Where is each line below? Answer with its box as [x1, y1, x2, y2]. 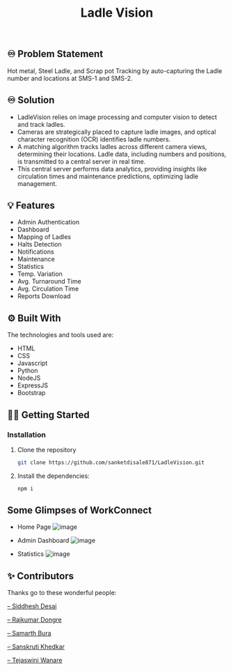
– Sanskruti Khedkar [7, 642, 65, 651]
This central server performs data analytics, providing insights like [17, 164, 207, 173]
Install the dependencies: [17, 472, 90, 480]
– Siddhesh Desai [7, 602, 57, 610]
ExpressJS [17, 381, 49, 390]
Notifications [17, 247, 54, 256]
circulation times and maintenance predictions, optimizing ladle [17, 172, 199, 180]
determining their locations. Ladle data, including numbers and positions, [17, 150, 227, 158]
